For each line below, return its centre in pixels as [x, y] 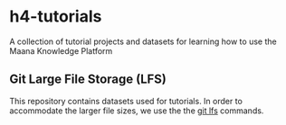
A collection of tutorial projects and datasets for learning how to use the [143, 41]
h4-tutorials [56, 17]
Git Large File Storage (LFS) [88, 80]
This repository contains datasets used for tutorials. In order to [126, 101]
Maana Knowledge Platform [61, 50]
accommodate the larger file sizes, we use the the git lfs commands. [137, 111]
